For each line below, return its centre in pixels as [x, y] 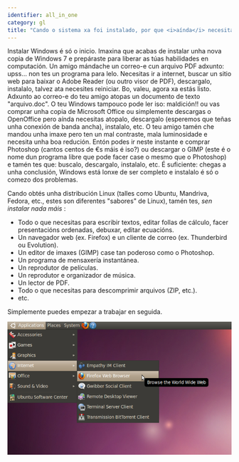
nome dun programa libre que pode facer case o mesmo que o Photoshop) [117, 157]
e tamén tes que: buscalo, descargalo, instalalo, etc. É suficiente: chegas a [117, 164]
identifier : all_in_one [43, 15]
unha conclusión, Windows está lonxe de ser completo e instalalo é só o [113, 172]
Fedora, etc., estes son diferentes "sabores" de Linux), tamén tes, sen [110, 201]
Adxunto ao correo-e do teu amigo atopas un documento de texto [104, 97]
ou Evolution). [38, 245]
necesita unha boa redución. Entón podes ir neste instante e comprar [109, 142]
